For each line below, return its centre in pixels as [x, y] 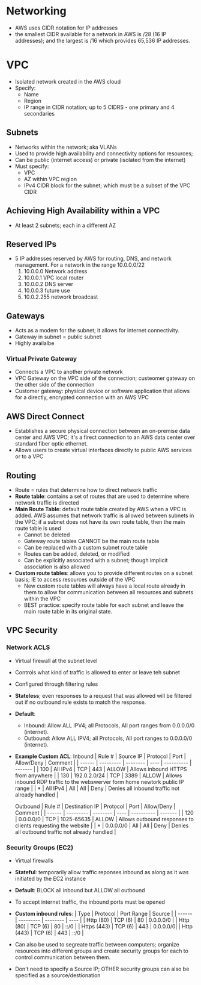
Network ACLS [28, 647]
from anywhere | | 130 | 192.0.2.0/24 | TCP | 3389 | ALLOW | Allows [98, 775]
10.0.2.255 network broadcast [61, 297]
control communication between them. [63, 957]
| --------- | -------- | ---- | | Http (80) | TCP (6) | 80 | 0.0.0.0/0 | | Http [102, 920]
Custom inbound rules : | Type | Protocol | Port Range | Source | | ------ [103, 914]
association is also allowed [57, 567]
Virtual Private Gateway [42, 359]
